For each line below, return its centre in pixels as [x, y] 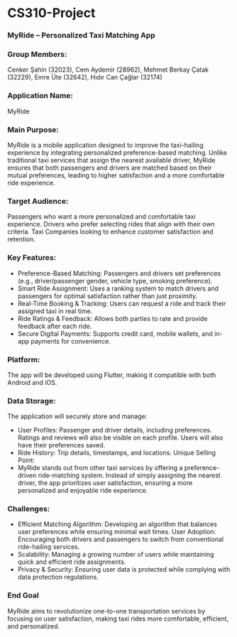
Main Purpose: [33, 129]
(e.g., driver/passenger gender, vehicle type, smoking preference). [115, 281]
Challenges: [29, 509]
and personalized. [34, 626]
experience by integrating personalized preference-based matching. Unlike [117, 153]
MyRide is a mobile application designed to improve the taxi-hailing [105, 145]
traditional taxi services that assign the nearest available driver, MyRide [111, 160]
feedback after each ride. [55, 326]
